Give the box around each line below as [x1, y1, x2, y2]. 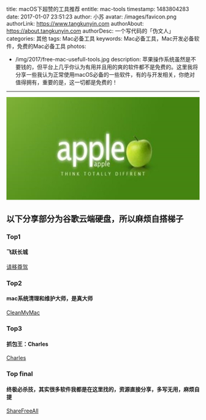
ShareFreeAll [6, 407, 39, 414]
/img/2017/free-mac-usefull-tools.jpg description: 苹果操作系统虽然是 [15, 56, 191, 63]
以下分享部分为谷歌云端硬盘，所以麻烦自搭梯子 [6, 214, 184, 224]
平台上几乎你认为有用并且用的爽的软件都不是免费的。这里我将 [42, 63, 198, 71]
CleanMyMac [6, 309, 40, 316]
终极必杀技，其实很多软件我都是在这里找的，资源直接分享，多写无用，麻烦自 [6, 386, 200, 393]
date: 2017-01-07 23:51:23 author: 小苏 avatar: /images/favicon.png [6, 13, 177, 20]
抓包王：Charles [6, 340, 49, 348]
